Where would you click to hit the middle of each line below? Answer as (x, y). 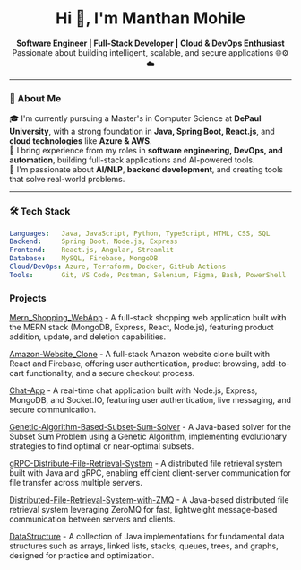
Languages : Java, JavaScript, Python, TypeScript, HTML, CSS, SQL (140, 233)
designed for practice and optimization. (82, 556)
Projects (28, 298)
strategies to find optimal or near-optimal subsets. (102, 446)
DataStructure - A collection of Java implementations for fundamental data (147, 537)
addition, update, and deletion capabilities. (88, 337)
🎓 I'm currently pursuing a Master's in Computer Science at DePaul (135, 118)
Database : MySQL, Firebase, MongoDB (84, 259)
